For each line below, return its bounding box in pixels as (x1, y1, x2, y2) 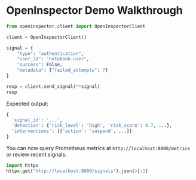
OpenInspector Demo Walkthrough (6, 4, 183, 17)
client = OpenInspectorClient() (6, 34, 87, 40)
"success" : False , (17, 62, 63, 68)
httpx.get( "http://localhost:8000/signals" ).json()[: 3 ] (6, 168, 148, 174)
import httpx (6, 163, 39, 169)
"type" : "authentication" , (17, 50, 84, 57)
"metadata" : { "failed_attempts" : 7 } (17, 67, 109, 74)
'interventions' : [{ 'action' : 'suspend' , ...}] (11, 128, 133, 135)
